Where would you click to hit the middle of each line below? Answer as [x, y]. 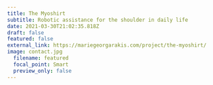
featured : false [30, 39]
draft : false [26, 33]
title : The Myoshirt [37, 13]
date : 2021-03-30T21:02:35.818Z [53, 26]
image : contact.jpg [35, 52]
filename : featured [41, 58]
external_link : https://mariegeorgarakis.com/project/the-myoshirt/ [107, 45]
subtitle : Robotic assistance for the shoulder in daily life [98, 20]
